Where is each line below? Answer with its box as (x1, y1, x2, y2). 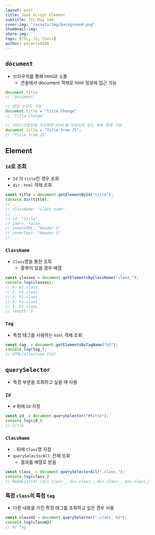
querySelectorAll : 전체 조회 (12, 453, 70, 459)
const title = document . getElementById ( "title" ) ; (5, 192, 114, 198)
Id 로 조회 (5, 163, 27, 170)
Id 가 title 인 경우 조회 (12, 175, 59, 182)
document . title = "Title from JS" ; (5, 127, 82, 133)
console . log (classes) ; (5, 280, 54, 286)
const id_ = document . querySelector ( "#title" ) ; (5, 414, 109, 419)
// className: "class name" (5, 206, 66, 211)
